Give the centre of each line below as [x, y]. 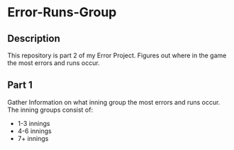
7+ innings [33, 138]
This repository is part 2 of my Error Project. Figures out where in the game [117, 55]
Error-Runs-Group [62, 12]
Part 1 [20, 85]
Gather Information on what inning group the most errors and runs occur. [114, 102]
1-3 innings [34, 123]
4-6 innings [34, 131]
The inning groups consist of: [50, 110]
